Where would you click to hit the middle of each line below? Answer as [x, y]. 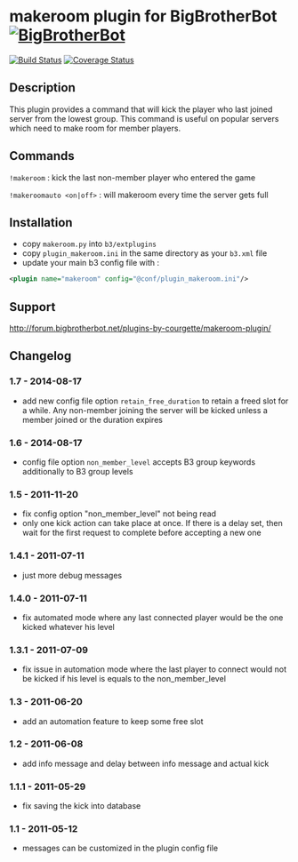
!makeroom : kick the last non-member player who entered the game [133, 177]
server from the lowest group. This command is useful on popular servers [144, 118]
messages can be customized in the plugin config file [120, 848]
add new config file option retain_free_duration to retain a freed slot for [155, 401]
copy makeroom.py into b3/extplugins [89, 244]
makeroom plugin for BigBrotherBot [143, 16]
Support [32, 307]
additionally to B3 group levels [77, 472]
